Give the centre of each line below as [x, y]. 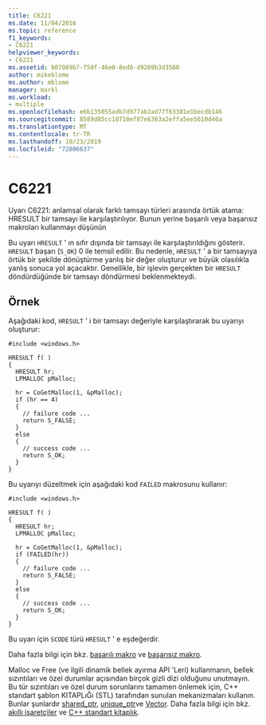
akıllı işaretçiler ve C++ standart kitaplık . [74, 712]
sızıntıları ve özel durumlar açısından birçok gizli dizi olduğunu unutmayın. [129, 679]
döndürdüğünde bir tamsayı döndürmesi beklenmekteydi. [102, 276]
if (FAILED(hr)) [42, 555]
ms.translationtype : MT [48, 127]
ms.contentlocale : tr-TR [49, 134]
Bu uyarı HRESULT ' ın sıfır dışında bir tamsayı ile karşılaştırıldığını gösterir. [127, 243]
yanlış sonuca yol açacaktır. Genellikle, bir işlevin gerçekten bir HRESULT [125, 268]
